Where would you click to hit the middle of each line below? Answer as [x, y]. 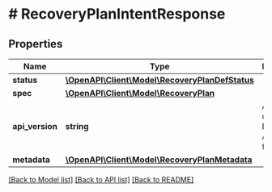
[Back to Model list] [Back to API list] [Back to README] [101, 179]
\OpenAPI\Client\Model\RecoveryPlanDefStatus [160, 80]
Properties [36, 44]
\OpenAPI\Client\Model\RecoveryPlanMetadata [159, 160]
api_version [35, 126]
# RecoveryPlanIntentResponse [117, 14]
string [77, 126]
